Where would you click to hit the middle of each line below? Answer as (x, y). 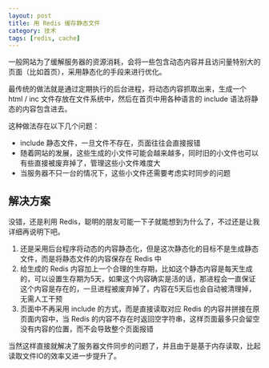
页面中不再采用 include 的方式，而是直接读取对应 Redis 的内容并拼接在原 (140, 309)
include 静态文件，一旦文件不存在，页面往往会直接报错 (110, 143)
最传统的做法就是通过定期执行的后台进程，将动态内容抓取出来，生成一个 (127, 89)
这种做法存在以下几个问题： (54, 126)
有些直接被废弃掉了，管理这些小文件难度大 (90, 163)
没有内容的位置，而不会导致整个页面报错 (86, 329)
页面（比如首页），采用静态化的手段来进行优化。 (87, 72)
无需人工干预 (41, 299)
